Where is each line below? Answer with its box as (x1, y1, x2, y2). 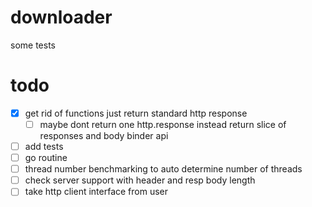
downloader (10, 6, 113, 29)
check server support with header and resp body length (24, 174, 256, 186)
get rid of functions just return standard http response (24, 107, 248, 119)
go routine (24, 152, 68, 164)
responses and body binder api (39, 130, 169, 141)
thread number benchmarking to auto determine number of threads (24, 163, 303, 175)
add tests (24, 141, 64, 152)
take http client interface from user (24, 186, 169, 198)
